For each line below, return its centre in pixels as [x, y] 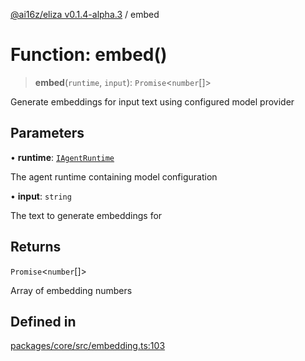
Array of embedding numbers [71, 290]
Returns [36, 247]
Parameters [47, 133]
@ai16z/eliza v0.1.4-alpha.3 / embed [85, 14]
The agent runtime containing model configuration [114, 176]
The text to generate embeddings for [86, 215]
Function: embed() [89, 55]
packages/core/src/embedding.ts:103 [88, 346]
